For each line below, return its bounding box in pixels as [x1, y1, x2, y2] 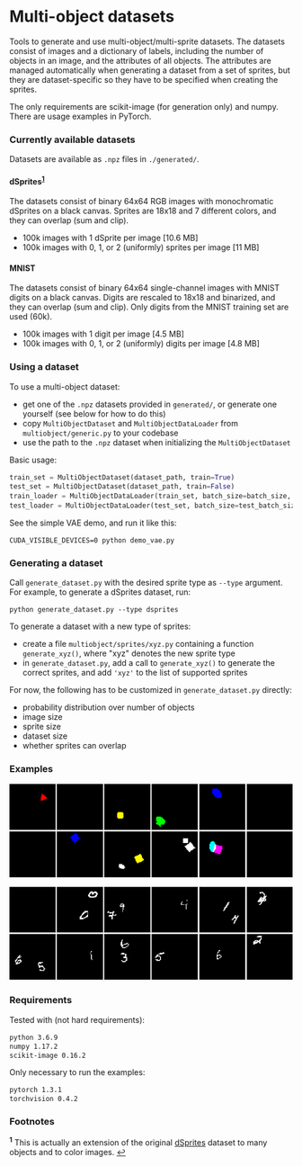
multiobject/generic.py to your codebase [22, 427, 179, 438]
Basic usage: [9, 454, 58, 465]
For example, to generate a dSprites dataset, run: [9, 587, 191, 597]
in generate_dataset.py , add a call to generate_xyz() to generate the [22, 658, 276, 668]
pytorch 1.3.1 [9, 1085, 63, 1094]
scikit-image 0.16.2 [9, 1051, 87, 1060]
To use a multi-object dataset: [9, 381, 120, 392]
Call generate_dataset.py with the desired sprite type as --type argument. [9, 578, 283, 588]
